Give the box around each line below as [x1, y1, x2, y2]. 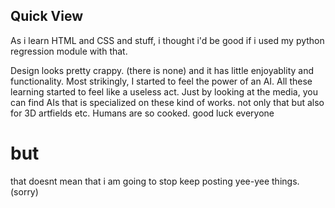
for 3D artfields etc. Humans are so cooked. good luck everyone [10, 107, 275, 119]
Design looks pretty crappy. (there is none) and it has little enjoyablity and [10, 64, 315, 76]
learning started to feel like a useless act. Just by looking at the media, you [10, 85, 318, 98]
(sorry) [10, 185, 39, 198]
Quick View [10, 8, 84, 25]
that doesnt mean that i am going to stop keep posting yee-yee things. [10, 175, 300, 187]
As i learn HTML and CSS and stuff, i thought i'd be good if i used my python [10, 34, 325, 46]
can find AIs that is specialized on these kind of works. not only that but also [10, 96, 325, 108]
